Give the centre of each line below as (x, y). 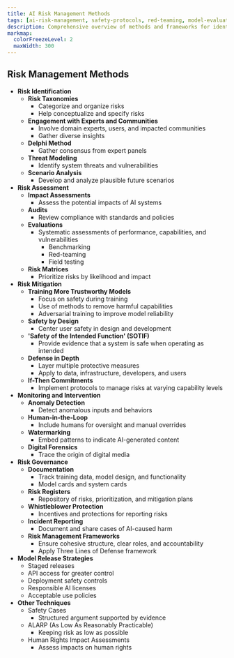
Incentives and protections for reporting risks (103, 514)
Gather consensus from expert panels (93, 150)
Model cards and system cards (83, 484)
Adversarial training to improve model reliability (106, 313)
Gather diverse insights (71, 135)
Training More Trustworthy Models (79, 291)
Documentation (51, 469)
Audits (38, 209)
